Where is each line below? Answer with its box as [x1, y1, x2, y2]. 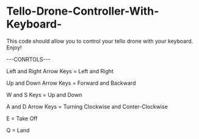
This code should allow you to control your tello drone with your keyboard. [6, 37, 194, 45]
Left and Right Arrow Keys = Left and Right [6, 67, 114, 74]
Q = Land [6, 126, 30, 134]
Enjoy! [6, 44, 23, 51]
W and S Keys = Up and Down [6, 91, 82, 98]
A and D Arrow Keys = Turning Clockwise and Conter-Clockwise [6, 102, 168, 110]
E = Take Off [6, 115, 38, 122]
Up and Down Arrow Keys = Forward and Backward [6, 79, 136, 87]
